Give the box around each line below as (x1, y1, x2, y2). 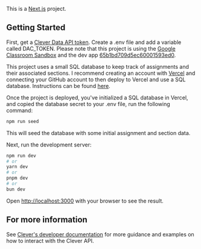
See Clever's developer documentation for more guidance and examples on (6, 230, 194, 238)
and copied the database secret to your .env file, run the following (6, 100, 170, 107)
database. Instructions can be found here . (6, 82, 110, 89)
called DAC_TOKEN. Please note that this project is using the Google (6, 45, 176, 52)
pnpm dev (6, 175, 28, 181)
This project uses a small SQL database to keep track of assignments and (6, 63, 189, 70)
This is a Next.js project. (6, 5, 66, 12)
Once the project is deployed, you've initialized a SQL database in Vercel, (6, 93, 188, 101)
